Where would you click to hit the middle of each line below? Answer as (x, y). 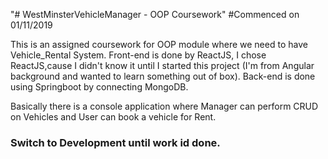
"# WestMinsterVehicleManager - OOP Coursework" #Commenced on (155, 14)
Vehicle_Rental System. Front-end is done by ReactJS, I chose (138, 55)
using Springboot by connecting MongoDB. (99, 87)
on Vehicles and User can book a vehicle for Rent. (113, 117)
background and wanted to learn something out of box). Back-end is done (163, 76)
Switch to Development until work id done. (115, 142)
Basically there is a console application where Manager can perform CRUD (164, 106)
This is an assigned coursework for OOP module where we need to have (159, 44)
